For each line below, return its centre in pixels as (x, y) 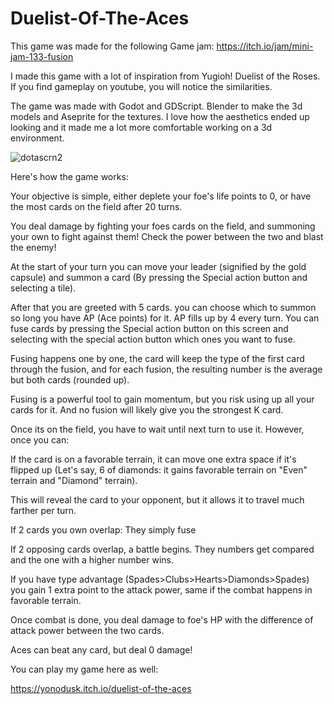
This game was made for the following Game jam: (112, 46)
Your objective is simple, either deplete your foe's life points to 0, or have (161, 196)
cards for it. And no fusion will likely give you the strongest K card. (147, 409)
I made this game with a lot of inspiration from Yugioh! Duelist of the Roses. (165, 76)
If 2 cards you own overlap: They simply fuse (103, 529)
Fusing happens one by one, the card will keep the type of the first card (157, 358)
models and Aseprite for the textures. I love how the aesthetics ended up (160, 116)
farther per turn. (43, 510)
